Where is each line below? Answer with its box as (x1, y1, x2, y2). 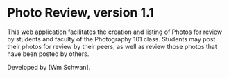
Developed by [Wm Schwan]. (7, 63, 91, 71)
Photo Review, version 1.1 (7, 5, 155, 21)
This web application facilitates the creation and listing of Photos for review (7, 28, 223, 36)
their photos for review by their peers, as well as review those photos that (7, 42, 217, 50)
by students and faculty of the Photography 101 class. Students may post (7, 35, 216, 43)
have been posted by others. (7, 50, 90, 58)
